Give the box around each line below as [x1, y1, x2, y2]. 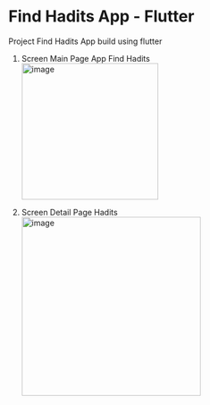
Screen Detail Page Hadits [21, 207, 118, 217]
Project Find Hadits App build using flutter [8, 36, 163, 46]
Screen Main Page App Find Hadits [21, 53, 151, 63]
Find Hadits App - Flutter [8, 6, 195, 27]
